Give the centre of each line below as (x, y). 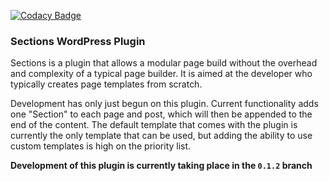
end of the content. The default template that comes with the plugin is (154, 125)
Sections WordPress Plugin (78, 41)
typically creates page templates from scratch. (106, 84)
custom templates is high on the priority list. (101, 146)
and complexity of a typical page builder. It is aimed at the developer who (161, 74)
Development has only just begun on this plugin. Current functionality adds (164, 104)
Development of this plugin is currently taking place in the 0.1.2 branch (161, 166)
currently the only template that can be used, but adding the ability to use (161, 136)
